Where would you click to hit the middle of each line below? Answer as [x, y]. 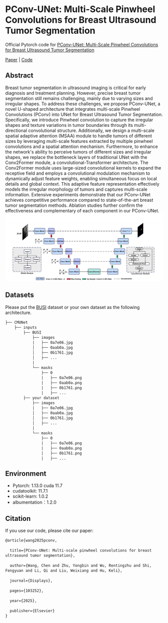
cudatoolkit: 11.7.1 [30, 491]
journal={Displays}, [31, 581]
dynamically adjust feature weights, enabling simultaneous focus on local [81, 178]
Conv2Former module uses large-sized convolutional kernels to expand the [83, 168]
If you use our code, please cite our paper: [49, 531]
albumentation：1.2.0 [34, 502]
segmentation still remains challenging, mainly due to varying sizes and [79, 98]
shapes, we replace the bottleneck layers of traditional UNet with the [76, 157]
